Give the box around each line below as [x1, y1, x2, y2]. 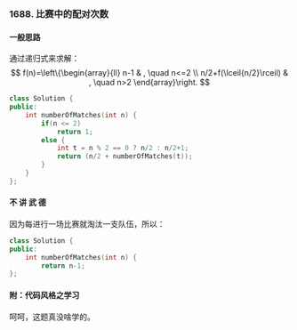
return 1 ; [56, 127, 93, 136]
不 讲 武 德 [9, 197, 46, 208]
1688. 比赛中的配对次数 [9, 7, 109, 20]
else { [41, 135, 66, 144]
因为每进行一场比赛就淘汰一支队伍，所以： [9, 218, 165, 229]
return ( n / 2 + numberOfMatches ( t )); [56, 152, 193, 161]
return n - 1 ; [41, 261, 86, 270]
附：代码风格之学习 [9, 289, 80, 300]
